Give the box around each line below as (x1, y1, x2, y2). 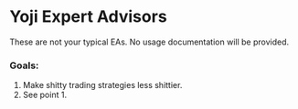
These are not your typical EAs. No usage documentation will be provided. (9, 36, 290, 47)
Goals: (9, 59, 39, 72)
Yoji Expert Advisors (9, 6, 167, 27)
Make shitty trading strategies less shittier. (22, 80, 183, 91)
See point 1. (22, 89, 67, 101)
